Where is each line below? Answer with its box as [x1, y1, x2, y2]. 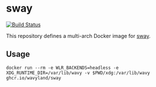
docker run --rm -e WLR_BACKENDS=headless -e [6, 65, 119, 71]
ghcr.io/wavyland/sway [6, 75, 61, 81]
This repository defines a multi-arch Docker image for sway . [6, 32, 151, 39]
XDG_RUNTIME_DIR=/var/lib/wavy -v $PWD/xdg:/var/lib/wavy [6, 69, 150, 76]
